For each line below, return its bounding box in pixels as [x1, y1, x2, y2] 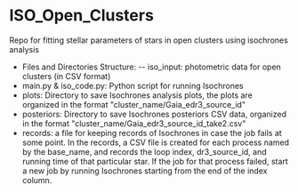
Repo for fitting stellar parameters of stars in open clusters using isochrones [9, 35, 289, 45]
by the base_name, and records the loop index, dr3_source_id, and [21, 146, 267, 157]
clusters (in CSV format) [21, 70, 111, 81]
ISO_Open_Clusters [9, 5, 154, 26]
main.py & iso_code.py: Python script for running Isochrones [21, 80, 245, 91]
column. [21, 174, 52, 185]
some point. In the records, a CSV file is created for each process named [21, 137, 290, 148]
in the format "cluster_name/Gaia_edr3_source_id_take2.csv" [21, 117, 246, 129]
